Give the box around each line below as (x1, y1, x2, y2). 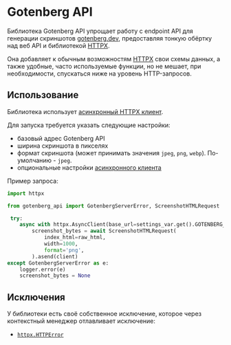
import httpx (7, 190, 45, 197)
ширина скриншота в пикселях (16, 142, 109, 150)
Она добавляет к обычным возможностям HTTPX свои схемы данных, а (7, 54, 221, 63)
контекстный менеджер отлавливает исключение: (7, 317, 156, 325)
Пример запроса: (7, 177, 58, 185)
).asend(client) (32, 253, 78, 260)
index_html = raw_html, (43, 234, 107, 241)
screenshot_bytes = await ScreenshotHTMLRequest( (32, 227, 177, 234)
